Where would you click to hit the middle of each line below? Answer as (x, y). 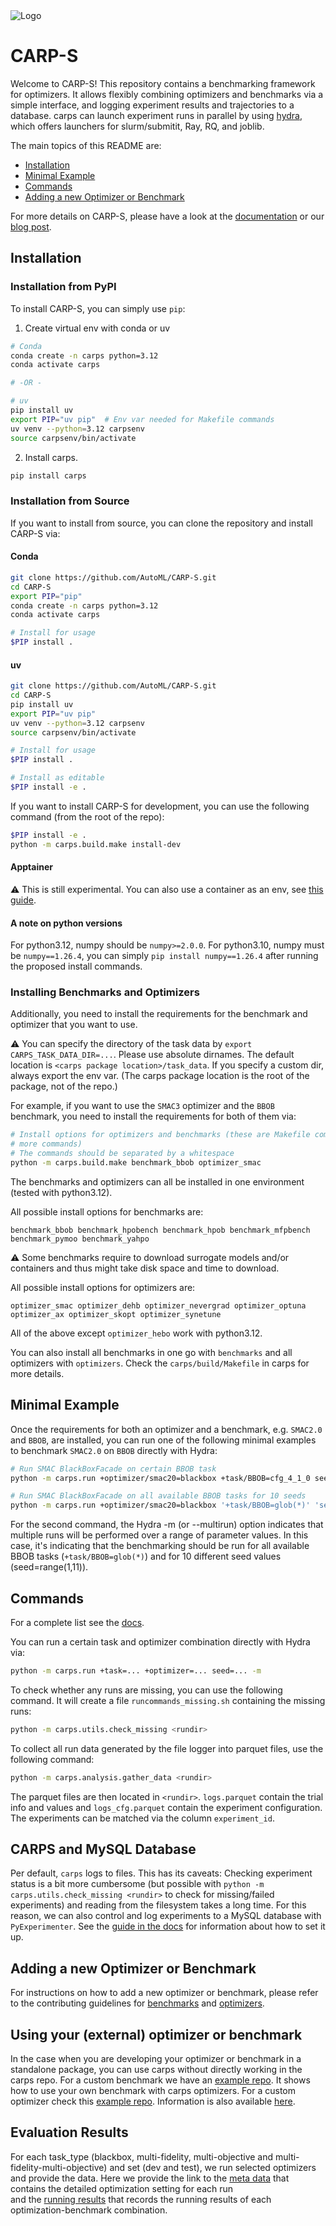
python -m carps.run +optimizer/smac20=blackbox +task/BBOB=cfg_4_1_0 (160, 1478)
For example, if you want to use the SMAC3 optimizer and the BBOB (142, 1106)
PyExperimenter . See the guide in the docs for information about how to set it (168, 1926)
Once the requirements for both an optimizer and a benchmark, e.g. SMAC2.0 (166, 1429)
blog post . (31, 226)
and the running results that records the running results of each (141, 2199)
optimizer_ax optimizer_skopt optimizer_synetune (116, 1314)
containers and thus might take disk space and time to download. (145, 1268)
